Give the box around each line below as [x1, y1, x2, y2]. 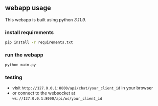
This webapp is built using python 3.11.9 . [5, 17, 87, 22]
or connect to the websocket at [12, 90, 75, 96]
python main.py [5, 63, 36, 68]
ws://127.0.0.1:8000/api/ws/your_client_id [12, 96, 103, 101]
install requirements [5, 29, 54, 35]
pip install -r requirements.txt [5, 40, 73, 45]
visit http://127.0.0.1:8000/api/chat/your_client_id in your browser [12, 85, 153, 91]
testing [5, 74, 23, 81]
